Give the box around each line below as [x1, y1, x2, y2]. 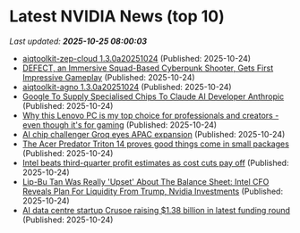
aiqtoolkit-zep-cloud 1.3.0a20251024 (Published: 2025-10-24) [21, 53, 252, 63]
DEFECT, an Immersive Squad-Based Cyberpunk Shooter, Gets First [21, 62, 274, 73]
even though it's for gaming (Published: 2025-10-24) [21, 119, 218, 130]
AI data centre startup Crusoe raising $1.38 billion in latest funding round [21, 204, 291, 215]
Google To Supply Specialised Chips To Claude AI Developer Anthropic [21, 91, 285, 102]
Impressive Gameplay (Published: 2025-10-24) [21, 71, 195, 82]
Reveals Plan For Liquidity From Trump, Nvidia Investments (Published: [21, 186, 284, 196]
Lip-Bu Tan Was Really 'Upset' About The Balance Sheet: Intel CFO [21, 176, 270, 187]
